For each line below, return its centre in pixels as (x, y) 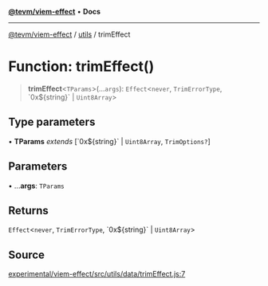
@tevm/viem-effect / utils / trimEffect (69, 34)
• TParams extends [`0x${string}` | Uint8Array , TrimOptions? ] (110, 141)
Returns (29, 210)
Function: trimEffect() (81, 67)
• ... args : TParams (37, 186)
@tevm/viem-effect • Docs (55, 12)
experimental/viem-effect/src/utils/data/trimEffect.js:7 (97, 274)
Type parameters (52, 122)
